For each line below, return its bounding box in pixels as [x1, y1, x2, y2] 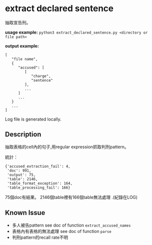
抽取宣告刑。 [5, 19, 31, 25]
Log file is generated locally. [5, 116, 62, 122]
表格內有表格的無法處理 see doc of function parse [12, 228, 112, 234]
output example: [5, 43, 39, 49]
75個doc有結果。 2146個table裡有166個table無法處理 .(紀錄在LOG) [5, 194, 138, 200]
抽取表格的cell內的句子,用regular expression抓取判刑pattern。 [5, 144, 129, 150]
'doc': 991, [7, 168, 32, 173]
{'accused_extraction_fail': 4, [5, 164, 70, 169]
